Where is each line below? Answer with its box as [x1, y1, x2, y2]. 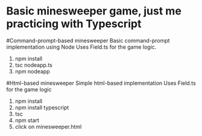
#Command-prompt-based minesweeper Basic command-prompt [6, 37, 170, 44]
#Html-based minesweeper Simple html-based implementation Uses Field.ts [6, 79, 196, 87]
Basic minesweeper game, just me [6, 4, 182, 18]
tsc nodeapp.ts [14, 61, 52, 69]
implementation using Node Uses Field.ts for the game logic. [6, 43, 157, 51]
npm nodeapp [14, 67, 50, 75]
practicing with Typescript [6, 17, 142, 31]
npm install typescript [14, 104, 69, 111]
